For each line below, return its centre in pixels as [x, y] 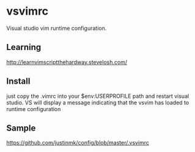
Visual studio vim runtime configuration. [57, 28]
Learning [24, 47]
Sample [21, 128]
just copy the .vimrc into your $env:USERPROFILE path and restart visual [98, 96]
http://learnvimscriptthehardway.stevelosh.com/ [67, 62]
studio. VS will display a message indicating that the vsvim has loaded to [98, 103]
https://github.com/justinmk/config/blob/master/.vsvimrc [78, 143]
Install [18, 81]
